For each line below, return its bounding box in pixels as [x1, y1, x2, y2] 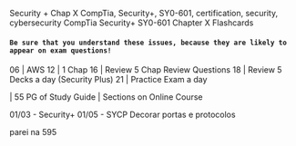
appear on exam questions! [9, 45, 112, 55]
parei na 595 [9, 127, 57, 138]
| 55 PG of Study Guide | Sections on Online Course [9, 92, 203, 102]
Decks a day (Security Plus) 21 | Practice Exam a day [9, 74, 208, 85]
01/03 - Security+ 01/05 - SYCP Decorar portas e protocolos [9, 109, 236, 121]
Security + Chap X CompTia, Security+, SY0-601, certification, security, [9, 8, 279, 18]
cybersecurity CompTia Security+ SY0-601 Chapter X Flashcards [9, 17, 254, 28]
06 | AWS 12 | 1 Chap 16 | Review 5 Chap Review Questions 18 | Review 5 [9, 64, 282, 75]
